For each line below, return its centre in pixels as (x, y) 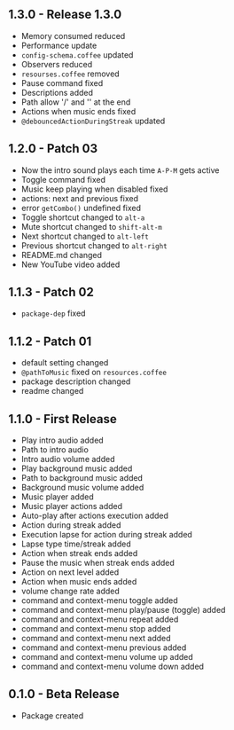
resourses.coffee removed (70, 74)
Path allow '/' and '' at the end (76, 102)
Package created (52, 715)
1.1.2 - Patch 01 (50, 341)
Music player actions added (72, 506)
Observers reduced (57, 64)
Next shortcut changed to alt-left (85, 236)
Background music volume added (82, 488)
